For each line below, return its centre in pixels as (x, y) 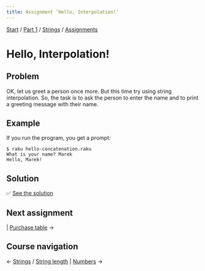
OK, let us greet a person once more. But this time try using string (89, 91)
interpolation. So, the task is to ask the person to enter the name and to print (102, 98)
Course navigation (42, 247)
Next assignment (40, 213)
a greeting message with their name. (53, 104)
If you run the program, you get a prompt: (59, 138)
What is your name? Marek (39, 154)
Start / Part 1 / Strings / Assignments (52, 29)
